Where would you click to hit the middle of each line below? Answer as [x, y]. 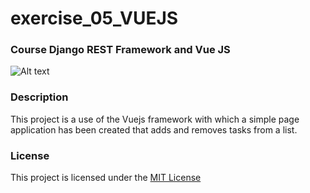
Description [39, 97]
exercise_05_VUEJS [94, 18]
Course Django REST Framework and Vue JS [120, 50]
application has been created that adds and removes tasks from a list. [154, 129]
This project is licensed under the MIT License [106, 178]
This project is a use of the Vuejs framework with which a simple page [155, 119]
